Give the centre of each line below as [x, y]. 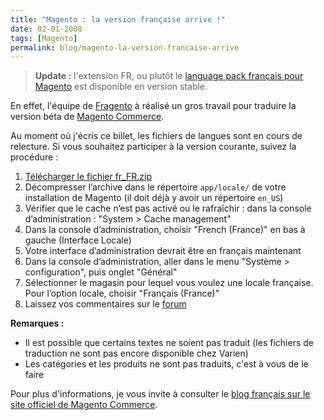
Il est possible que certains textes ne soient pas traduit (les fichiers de [169, 343]
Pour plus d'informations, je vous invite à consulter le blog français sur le [160, 394]
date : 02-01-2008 [46, 29]
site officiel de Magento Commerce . [84, 405]
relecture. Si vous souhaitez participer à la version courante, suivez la [153, 147]
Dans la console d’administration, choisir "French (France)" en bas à [165, 230]
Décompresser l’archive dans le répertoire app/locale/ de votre [155, 187]
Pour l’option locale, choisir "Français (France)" [122, 293]
